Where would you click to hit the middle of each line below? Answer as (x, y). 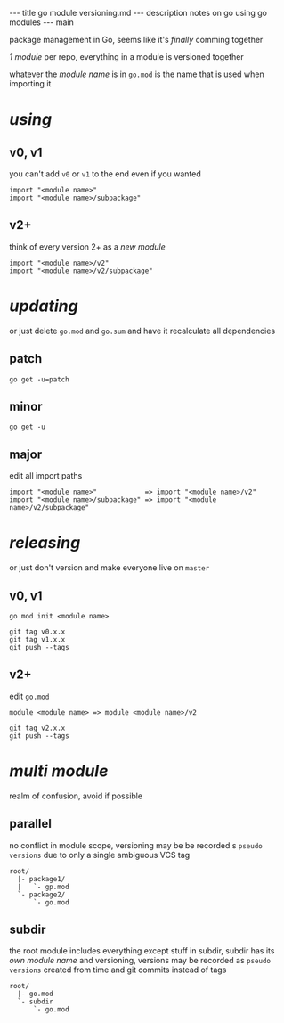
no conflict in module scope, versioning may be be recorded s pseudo (136, 845)
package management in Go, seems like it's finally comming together (136, 40)
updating (44, 306)
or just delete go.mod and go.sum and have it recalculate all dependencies (142, 331)
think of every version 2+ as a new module (88, 246)
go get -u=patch (39, 379)
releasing (45, 543)
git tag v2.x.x (37, 728)
